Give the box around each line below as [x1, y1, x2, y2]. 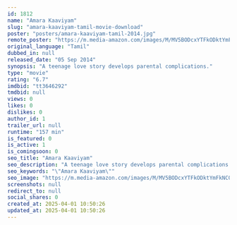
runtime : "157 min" [7, 128, 65, 135]
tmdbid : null [7, 89, 46, 96]
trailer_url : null [7, 121, 61, 129]
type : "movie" [7, 69, 49, 76]
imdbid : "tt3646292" [7, 83, 68, 90]
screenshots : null [7, 181, 61, 188]
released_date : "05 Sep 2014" [7, 56, 97, 63]
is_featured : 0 [7, 135, 52, 142]
